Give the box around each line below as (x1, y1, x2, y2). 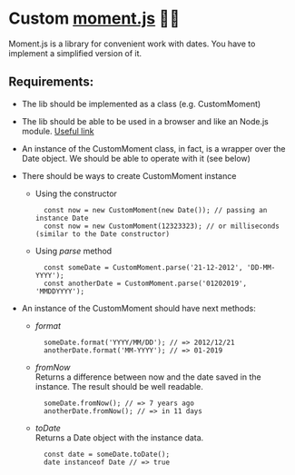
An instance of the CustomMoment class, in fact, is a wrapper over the (21, 143, 287, 153)
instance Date (34, 213, 89, 223)
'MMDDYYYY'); (34, 286, 85, 296)
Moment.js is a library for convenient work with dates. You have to (8, 38, 256, 49)
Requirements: (8, 74, 94, 90)
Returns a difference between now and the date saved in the (34, 371, 261, 382)
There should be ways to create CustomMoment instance (21, 170, 237, 181)
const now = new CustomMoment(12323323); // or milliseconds (43, 222, 280, 231)
